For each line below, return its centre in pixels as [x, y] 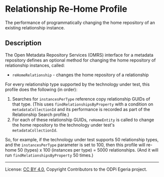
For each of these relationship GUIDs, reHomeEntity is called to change [83, 120]
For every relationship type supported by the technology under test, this [77, 84]
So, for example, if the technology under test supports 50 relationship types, [82, 139]
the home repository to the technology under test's [63, 125]
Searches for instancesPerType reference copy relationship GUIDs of [81, 99]
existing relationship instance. [35, 27]
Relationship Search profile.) [41, 114]
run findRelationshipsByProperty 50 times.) [49, 155]
